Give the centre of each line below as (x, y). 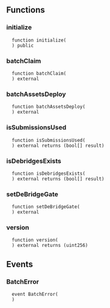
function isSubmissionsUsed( (49, 140)
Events (20, 264)
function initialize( (39, 40)
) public (23, 45)
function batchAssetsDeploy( (49, 107)
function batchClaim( (39, 73)
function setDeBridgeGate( (46, 207)
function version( (35, 240)
